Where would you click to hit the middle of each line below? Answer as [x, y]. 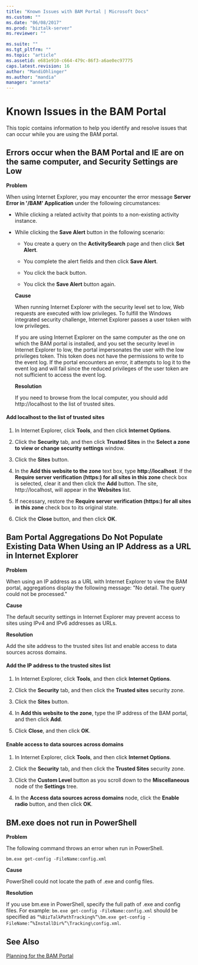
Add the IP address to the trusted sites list [58, 666]
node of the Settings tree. [46, 786]
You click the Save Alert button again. [70, 284]
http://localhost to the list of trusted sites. [65, 404]
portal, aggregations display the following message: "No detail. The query [96, 588]
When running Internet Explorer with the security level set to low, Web [99, 307]
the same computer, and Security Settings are [92, 162]
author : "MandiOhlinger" [37, 71]
